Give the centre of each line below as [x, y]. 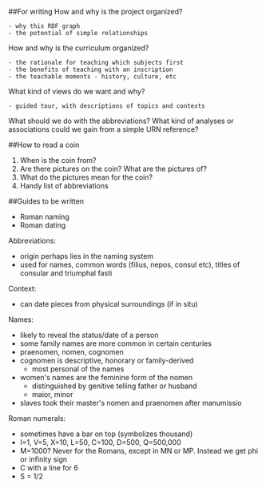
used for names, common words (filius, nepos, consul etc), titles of [130, 264]
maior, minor [52, 394]
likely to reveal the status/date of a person [89, 335]
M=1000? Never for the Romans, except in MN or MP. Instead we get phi [139, 451]
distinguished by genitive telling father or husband [114, 386]
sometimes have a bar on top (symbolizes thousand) [106, 434]
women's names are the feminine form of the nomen [106, 377]
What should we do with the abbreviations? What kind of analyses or [121, 121]
